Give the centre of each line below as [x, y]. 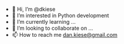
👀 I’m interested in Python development [61, 15]
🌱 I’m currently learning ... [44, 22]
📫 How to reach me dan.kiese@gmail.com [65, 35]
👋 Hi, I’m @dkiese [34, 9]
